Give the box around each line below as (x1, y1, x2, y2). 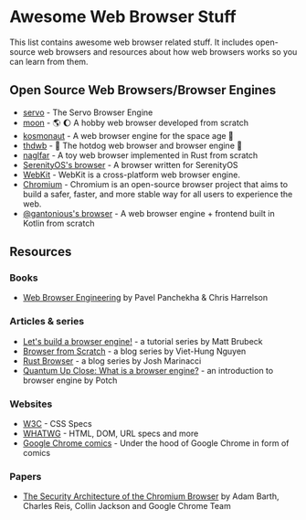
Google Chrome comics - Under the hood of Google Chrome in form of (22, 438, 290, 449)
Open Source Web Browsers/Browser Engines (9, 82, 277, 98)
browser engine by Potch (22, 375, 118, 386)
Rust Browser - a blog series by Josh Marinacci (22, 355, 202, 366)
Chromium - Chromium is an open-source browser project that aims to (22, 178, 289, 189)
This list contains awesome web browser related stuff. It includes (9, 37, 254, 48)
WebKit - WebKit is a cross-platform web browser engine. (22, 169, 240, 180)
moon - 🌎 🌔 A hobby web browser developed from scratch (22, 117, 249, 128)
